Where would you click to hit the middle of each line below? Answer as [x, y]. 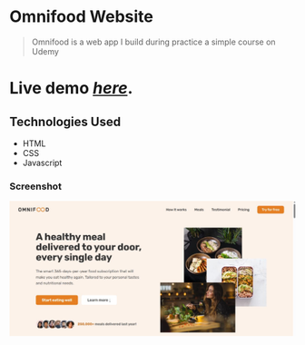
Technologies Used [65, 121]
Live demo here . [71, 89]
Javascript [42, 163]
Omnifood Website [82, 17]
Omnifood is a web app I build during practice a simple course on [153, 42]
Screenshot [35, 186]
